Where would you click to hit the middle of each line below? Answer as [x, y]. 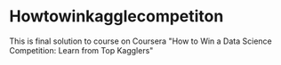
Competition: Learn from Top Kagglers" [81, 50]
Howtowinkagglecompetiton [116, 16]
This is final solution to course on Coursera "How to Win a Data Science [141, 41]
